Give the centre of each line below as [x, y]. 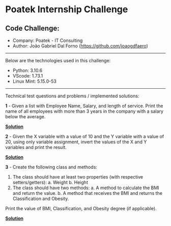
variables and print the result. [36, 147]
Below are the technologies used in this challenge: [58, 60]
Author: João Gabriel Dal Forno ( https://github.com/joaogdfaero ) [80, 46]
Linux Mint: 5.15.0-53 [35, 81]
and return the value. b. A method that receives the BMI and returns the [88, 193]
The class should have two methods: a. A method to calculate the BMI [86, 188]
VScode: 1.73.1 [28, 76]
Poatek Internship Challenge [67, 9]
